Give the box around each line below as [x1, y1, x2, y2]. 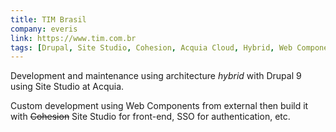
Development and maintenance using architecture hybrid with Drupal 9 [10, 70, 302, 82]
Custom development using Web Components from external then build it [10, 100, 309, 112]
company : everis [10, 24, 78, 34]
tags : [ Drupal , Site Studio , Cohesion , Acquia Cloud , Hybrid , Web [10, 42, 293, 53]
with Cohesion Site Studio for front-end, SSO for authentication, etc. [10, 111, 291, 123]
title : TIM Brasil [10, 14, 87, 25]
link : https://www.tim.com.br [10, 33, 137, 43]
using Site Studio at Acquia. [10, 81, 125, 93]
